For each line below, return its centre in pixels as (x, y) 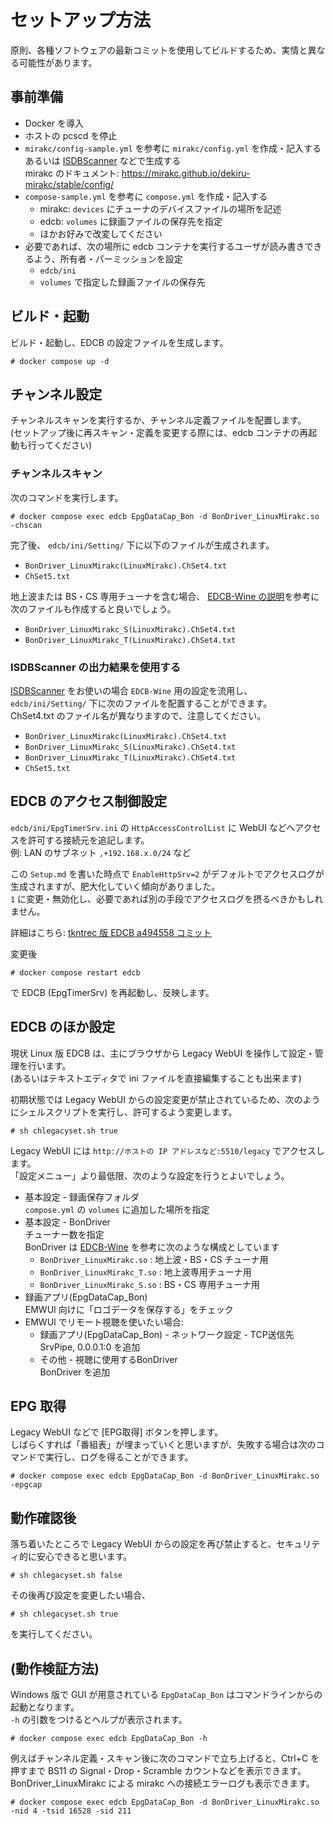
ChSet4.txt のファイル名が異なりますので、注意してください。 (138, 715)
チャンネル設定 (56, 394)
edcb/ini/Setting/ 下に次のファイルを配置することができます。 (141, 703)
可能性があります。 (58, 62)
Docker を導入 (54, 123)
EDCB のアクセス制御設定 (89, 801)
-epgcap (26, 1485)
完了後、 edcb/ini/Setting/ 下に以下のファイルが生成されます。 (142, 545)
